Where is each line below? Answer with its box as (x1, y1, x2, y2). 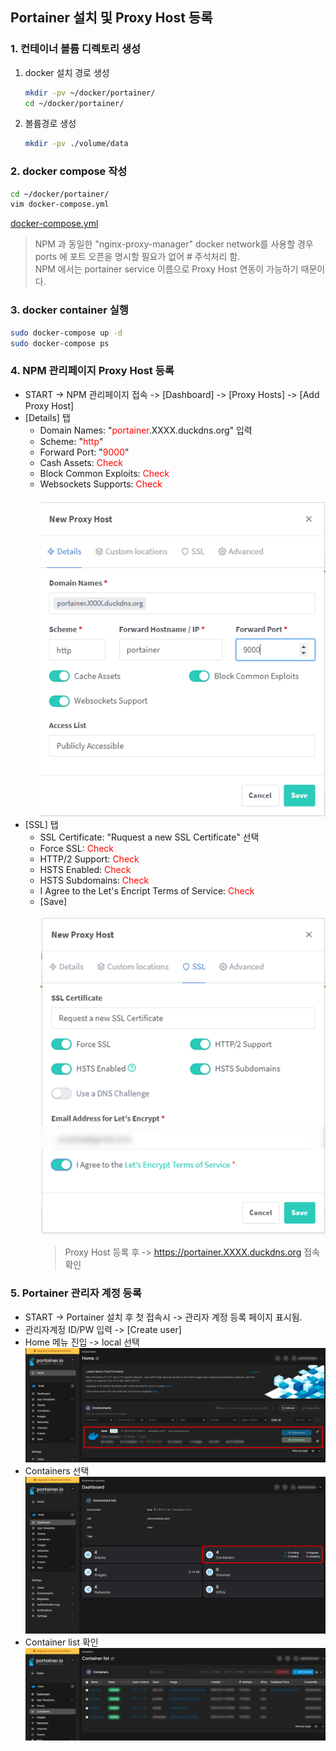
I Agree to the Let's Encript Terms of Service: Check (39, 884, 255, 897)
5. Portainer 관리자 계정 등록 (10, 1286, 142, 1300)
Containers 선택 (24, 1464, 90, 1477)
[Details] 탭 (24, 411, 71, 423)
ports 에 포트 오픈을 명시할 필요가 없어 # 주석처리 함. (34, 251, 241, 263)
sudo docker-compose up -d (10, 328, 123, 338)
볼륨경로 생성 (24, 118, 77, 130)
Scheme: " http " (39, 435, 104, 447)
